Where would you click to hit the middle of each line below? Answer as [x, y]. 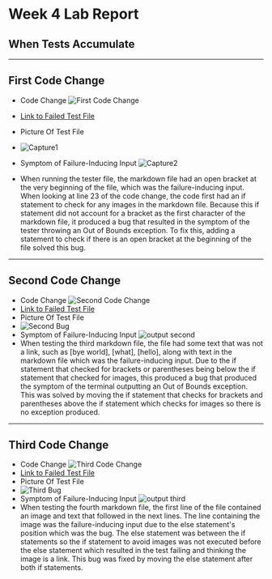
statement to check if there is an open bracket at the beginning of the [136, 239]
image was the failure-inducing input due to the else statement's [127, 525]
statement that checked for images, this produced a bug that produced [138, 377]
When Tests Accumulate [72, 44]
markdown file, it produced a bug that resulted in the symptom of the [135, 221]
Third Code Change [59, 445]
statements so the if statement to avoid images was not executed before [140, 542]
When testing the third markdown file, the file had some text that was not [141, 343]
